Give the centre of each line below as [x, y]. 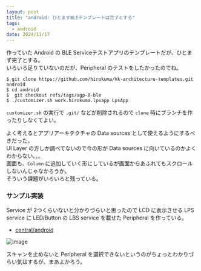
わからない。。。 [25, 156]
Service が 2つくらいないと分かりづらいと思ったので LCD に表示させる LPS [100, 210]
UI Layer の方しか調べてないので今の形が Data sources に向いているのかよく [101, 148]
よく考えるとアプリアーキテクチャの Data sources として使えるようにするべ [101, 133]
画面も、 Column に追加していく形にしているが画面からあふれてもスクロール [100, 163]
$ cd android [23, 90]
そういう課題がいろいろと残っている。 [54, 179]
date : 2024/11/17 [28, 35]
